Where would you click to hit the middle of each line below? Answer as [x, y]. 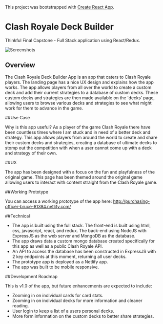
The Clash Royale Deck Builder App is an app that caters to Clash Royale [78, 77]
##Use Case [18, 117]
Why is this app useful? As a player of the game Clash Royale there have [78, 127]
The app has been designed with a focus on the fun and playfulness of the [80, 172]
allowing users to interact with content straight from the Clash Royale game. [81, 182]
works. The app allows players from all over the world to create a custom [78, 87]
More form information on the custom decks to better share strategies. [83, 316]
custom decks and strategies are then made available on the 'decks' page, [80, 98]
